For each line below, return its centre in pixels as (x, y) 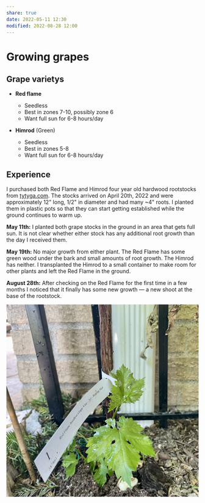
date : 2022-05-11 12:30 (37, 19)
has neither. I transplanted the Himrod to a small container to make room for (101, 265)
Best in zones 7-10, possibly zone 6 (69, 112)
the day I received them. (37, 240)
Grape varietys (35, 79)
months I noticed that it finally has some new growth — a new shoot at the (99, 289)
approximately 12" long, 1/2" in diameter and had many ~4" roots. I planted (100, 202)
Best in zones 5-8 (46, 149)
